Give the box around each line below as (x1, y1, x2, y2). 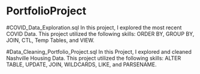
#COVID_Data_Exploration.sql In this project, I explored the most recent (6, 24, 182, 31)
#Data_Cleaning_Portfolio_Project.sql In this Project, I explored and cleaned (6, 48, 192, 55)
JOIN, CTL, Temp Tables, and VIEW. (6, 36, 95, 44)
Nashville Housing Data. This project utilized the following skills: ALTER (6, 54, 181, 61)
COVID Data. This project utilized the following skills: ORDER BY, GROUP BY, (6, 30, 195, 37)
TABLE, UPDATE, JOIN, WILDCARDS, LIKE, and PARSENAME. (6, 61, 157, 68)
